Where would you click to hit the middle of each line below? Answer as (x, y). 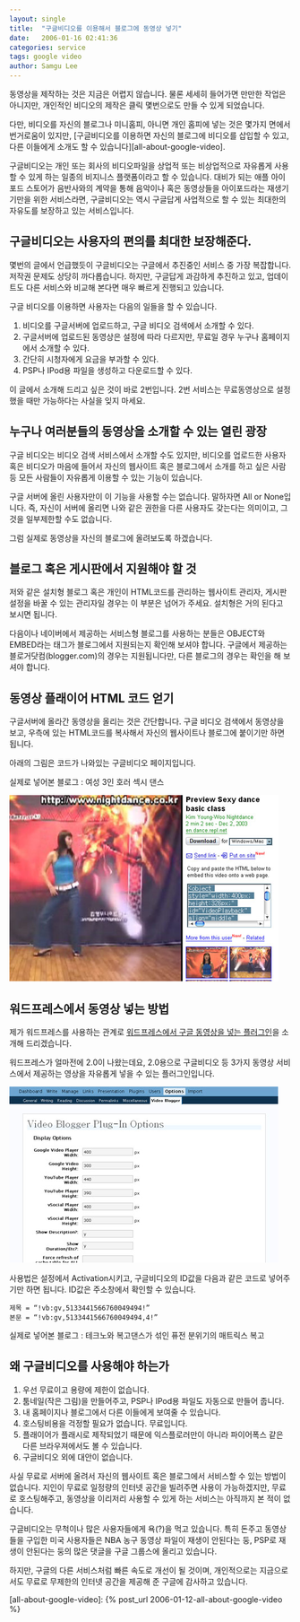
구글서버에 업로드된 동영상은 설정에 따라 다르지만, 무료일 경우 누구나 (141, 336)
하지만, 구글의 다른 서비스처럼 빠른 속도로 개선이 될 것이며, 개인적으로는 (133, 1570)
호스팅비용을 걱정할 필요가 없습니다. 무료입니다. (105, 1423)
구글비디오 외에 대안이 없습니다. (77, 1457)
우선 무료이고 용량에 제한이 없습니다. (86, 1390)
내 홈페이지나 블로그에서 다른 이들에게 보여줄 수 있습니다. (121, 1412)
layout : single (38, 19)
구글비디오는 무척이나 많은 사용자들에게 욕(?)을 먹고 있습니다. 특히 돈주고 (136, 1529)
